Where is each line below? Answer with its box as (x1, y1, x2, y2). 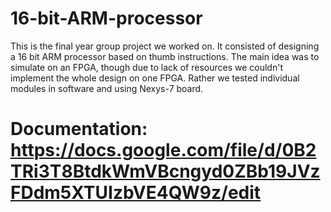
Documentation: (10, 118, 148, 141)
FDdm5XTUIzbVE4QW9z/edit (10, 182, 262, 204)
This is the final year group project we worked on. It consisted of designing (10, 40, 320, 52)
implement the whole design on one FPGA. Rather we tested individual (10, 72, 300, 84)
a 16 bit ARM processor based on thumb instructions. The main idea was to (10, 50, 320, 62)
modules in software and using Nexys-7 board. (10, 82, 204, 94)
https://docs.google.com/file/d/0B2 (10, 139, 317, 162)
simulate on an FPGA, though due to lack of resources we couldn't (10, 61, 283, 73)
